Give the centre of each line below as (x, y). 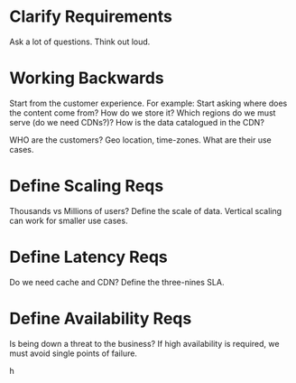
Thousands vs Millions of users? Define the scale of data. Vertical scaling (146, 210)
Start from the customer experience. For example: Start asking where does (148, 103)
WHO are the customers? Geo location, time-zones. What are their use (141, 140)
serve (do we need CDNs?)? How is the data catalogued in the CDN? (137, 122)
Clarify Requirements (91, 17)
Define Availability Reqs (101, 318)
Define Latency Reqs (89, 257)
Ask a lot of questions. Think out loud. (80, 42)
